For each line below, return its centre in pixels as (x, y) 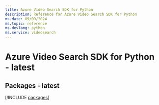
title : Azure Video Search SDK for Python (49, 10)
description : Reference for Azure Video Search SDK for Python (71, 14)
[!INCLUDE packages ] (27, 97)
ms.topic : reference (26, 23)
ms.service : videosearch (30, 33)
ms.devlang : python (25, 28)
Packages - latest (32, 86)
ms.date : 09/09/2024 (26, 19)
